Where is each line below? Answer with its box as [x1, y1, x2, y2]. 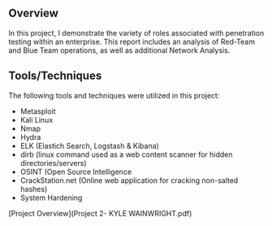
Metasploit [19, 106, 56, 116]
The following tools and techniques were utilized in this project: [8, 90, 220, 100]
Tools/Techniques [8, 69, 102, 83]
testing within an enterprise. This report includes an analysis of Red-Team [8, 37, 256, 46]
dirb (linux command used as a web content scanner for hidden [19, 150, 233, 159]
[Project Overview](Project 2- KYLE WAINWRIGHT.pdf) [8, 208, 192, 218]
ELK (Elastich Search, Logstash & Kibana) [19, 141, 160, 150]
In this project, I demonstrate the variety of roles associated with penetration [8, 28, 265, 37]
